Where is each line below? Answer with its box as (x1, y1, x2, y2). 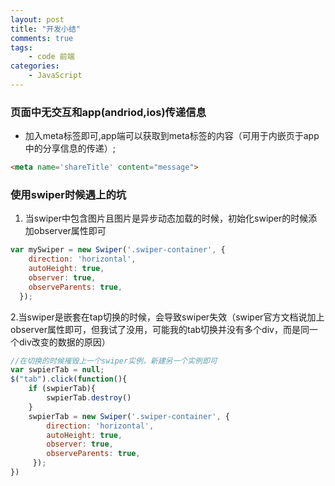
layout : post (10, 14, 65, 25)
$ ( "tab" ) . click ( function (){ (10, 374, 128, 385)
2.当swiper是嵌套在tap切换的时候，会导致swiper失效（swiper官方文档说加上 (10, 311, 325, 323)
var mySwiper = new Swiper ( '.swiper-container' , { (10, 245, 226, 255)
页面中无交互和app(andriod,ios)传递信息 (10, 105, 207, 119)
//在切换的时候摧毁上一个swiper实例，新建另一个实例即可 (10, 356, 218, 366)
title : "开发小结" (10, 24, 82, 34)
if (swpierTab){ (28, 384, 97, 394)
